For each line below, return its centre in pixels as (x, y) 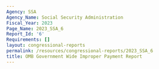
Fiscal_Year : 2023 (29, 23)
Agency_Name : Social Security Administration (65, 17)
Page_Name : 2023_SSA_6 (35, 28)
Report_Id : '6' (25, 34)
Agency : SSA (21, 12)
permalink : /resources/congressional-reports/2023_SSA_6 (80, 51)
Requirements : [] (28, 40)
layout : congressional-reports (46, 46)
